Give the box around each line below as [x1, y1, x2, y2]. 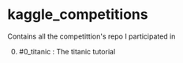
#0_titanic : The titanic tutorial [18, 46, 116, 56]
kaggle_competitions [7, 6, 148, 24]
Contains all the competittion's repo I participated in [7, 31, 176, 41]
